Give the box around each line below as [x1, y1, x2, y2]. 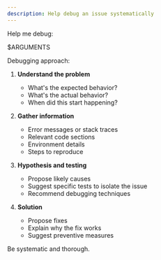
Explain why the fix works [27, 224, 102, 232]
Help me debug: [7, 29, 54, 38]
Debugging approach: [7, 56, 70, 65]
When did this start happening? [27, 98, 118, 107]
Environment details [27, 140, 85, 148]
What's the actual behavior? [27, 91, 109, 99]
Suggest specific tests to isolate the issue [27, 182, 148, 190]
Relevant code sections [27, 132, 95, 141]
